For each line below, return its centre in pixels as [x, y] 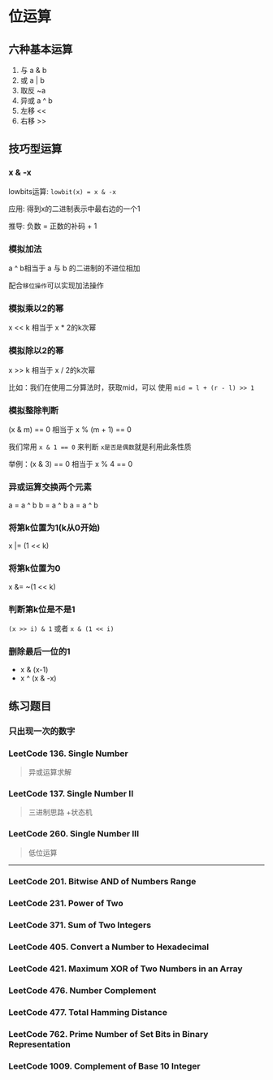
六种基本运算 [41, 49]
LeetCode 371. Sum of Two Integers [80, 925]
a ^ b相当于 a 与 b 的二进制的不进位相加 [74, 268]
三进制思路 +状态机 [60, 812]
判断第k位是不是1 [42, 609]
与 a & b [33, 70]
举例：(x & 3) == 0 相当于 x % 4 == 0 [71, 464]
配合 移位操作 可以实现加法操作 [56, 285]
